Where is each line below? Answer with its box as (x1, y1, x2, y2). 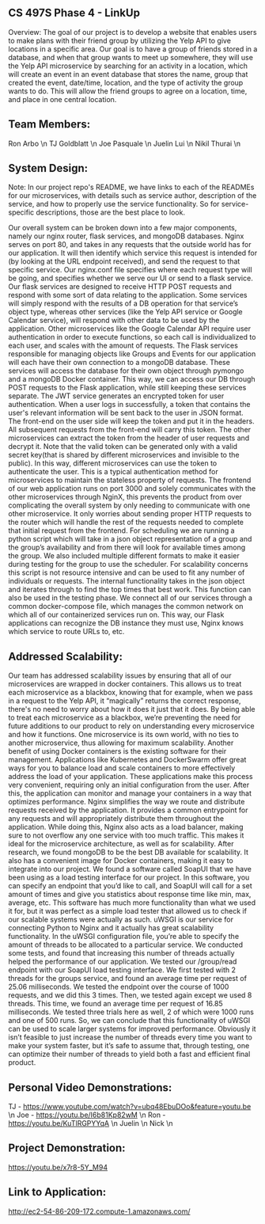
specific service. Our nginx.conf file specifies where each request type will (8, 265, 252, 275)
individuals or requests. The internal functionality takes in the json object (8, 576, 245, 586)
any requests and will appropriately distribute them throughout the (8, 814, 224, 823)
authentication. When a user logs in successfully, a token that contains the (8, 400, 251, 409)
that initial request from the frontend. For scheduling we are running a (8, 526, 235, 535)
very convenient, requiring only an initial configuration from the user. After (8, 780, 250, 790)
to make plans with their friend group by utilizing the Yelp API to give (8, 36, 232, 45)
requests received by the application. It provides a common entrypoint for (8, 805, 248, 815)
